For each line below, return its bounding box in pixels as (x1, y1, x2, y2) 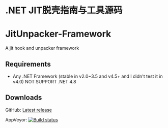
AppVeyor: (5, 116, 27, 122)
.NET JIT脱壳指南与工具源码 (5, 5, 123, 16)
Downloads (5, 93, 42, 102)
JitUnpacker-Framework (5, 28, 111, 40)
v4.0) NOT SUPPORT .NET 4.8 (12, 78, 76, 84)
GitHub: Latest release (5, 107, 52, 113)
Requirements (5, 59, 51, 69)
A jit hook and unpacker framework (5, 45, 79, 51)
